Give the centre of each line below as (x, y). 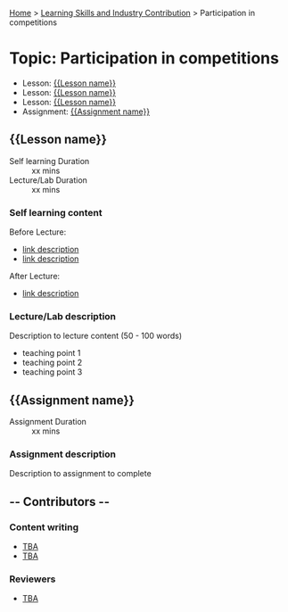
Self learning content (56, 212)
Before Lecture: (38, 232)
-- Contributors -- (59, 502)
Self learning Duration (49, 161)
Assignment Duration (48, 422)
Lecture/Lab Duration (48, 180)
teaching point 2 (52, 363)
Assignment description (63, 454)
